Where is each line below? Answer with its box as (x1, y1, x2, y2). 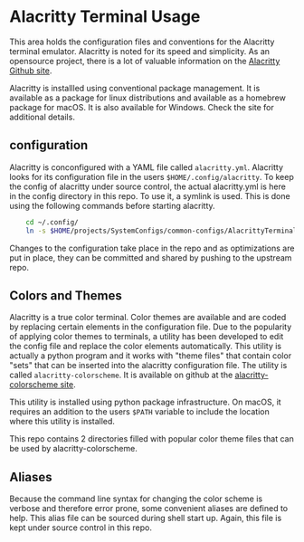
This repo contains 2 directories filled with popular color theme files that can (9, 433, 294, 444)
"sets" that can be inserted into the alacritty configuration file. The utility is (9, 360, 288, 371)
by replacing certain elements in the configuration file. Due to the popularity (9, 321, 292, 332)
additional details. (9, 111, 75, 122)
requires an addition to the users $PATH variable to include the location (9, 406, 270, 417)
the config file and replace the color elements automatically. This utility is (9, 341, 282, 352)
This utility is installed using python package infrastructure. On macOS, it (9, 396, 282, 408)
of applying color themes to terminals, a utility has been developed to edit (9, 331, 284, 342)
